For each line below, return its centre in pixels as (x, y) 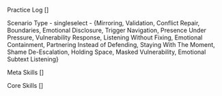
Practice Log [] (28, 10)
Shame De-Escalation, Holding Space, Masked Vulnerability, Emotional (107, 52)
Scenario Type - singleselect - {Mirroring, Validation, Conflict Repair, (103, 23)
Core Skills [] (25, 85)
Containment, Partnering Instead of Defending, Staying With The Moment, (111, 45)
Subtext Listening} (33, 59)
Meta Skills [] (26, 72)
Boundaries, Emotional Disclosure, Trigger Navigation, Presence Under (107, 30)
